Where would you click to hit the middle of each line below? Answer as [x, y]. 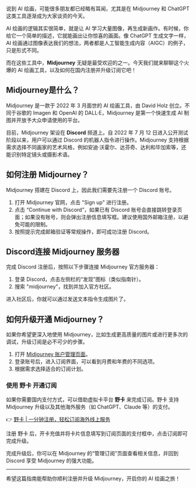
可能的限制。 [35, 224]
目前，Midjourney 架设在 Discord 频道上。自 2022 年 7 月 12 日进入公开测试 [97, 132]
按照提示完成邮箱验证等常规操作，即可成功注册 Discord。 [83, 231]
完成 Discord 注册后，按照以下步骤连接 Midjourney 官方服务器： [83, 267]
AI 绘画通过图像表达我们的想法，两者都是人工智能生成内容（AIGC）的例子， [97, 43]
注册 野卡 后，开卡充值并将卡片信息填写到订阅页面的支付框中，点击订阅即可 [97, 433]
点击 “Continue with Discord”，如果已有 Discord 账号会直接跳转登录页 [98, 209]
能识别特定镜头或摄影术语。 [39, 154]
